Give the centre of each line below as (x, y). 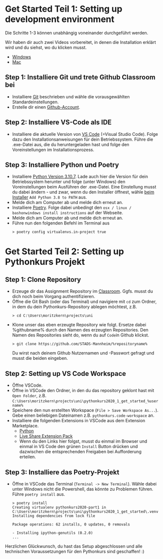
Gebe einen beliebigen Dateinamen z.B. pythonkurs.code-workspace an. (83, 415)
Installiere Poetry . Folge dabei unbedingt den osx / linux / (72, 207)
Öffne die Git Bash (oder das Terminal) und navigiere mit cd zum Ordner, (84, 302)
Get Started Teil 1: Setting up (64, 9)
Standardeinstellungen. (35, 102)
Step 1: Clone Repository (43, 279)
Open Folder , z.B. (29, 396)
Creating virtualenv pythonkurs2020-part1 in (59, 507)
